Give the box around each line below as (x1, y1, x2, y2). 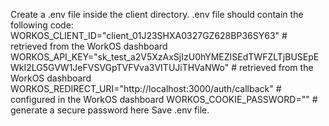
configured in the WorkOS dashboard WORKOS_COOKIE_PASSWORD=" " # (10, 94, 318, 105)
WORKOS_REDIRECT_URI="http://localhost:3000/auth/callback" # (10, 83, 282, 94)
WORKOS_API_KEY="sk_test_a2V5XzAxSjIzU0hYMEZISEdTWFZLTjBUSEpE (10, 51, 320, 63)
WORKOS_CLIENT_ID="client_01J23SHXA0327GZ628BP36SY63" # (10, 30, 288, 41)
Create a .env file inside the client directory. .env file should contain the (10, 9, 304, 20)
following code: (10, 19, 74, 31)
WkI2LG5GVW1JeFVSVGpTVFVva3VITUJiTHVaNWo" (10, 62, 230, 73)
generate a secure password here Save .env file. (10, 104, 210, 116)
